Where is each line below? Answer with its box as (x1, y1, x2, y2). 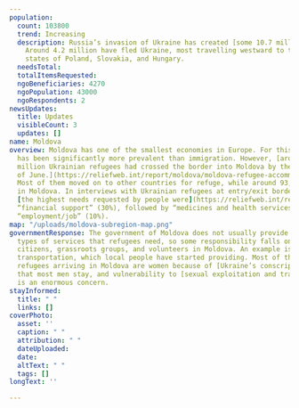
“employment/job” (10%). (17, 211, 109, 221)
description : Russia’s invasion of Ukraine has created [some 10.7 (17, 37, 273, 47)
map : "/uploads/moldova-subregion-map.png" (9, 220, 174, 229)
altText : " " (17, 361, 66, 370)
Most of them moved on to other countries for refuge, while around (17, 179, 277, 188)
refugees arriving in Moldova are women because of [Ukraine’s (17, 262, 256, 271)
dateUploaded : (17, 344, 69, 353)
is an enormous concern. (17, 278, 109, 287)
